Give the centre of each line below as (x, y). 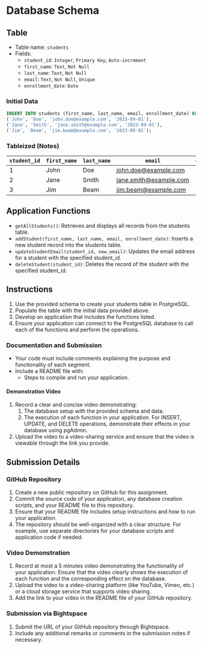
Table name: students (42, 47)
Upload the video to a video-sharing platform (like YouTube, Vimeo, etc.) (105, 585)
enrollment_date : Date (51, 86)
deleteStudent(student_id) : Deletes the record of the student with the (102, 264)
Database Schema (53, 11)
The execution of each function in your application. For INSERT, (103, 418)
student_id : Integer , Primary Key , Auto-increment (85, 60)
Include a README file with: (49, 371)
